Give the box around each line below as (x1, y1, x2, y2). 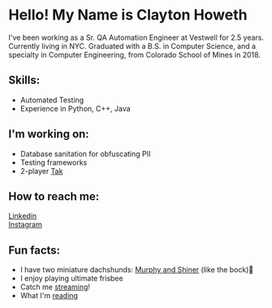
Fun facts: (8, 243, 61, 257)
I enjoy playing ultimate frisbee (19, 274, 123, 284)
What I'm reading (19, 291, 79, 301)
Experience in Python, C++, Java (19, 103, 132, 113)
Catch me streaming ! (19, 282, 91, 292)
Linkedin (8, 211, 37, 221)
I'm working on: (8, 128, 89, 141)
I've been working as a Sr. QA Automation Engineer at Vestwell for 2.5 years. (8, 33, 265, 42)
